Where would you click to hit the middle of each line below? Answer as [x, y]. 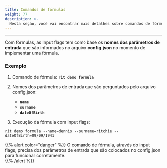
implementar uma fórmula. [32, 53]
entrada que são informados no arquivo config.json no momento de [75, 48]
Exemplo [16, 66]
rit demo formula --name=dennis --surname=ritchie [59, 131]
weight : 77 [16, 14]
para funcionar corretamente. [35, 155]
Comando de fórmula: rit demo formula [53, 77]
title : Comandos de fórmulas [35, 10]
